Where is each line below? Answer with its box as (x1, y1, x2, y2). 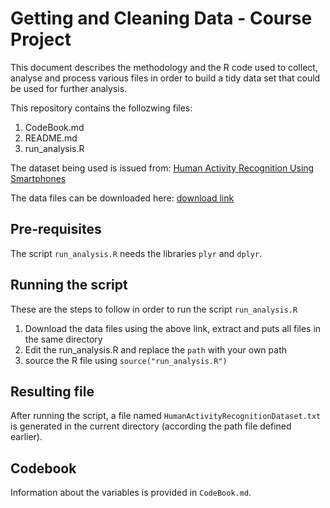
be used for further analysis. (10, 82, 128, 94)
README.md (24, 132, 78, 144)
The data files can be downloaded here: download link (10, 192, 235, 204)
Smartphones (10, 172, 67, 184)
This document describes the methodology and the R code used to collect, (10, 61, 318, 73)
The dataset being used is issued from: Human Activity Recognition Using (10, 162, 315, 174)
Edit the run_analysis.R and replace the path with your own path (24, 343, 287, 356)
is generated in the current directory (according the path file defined (10, 420, 292, 432)
